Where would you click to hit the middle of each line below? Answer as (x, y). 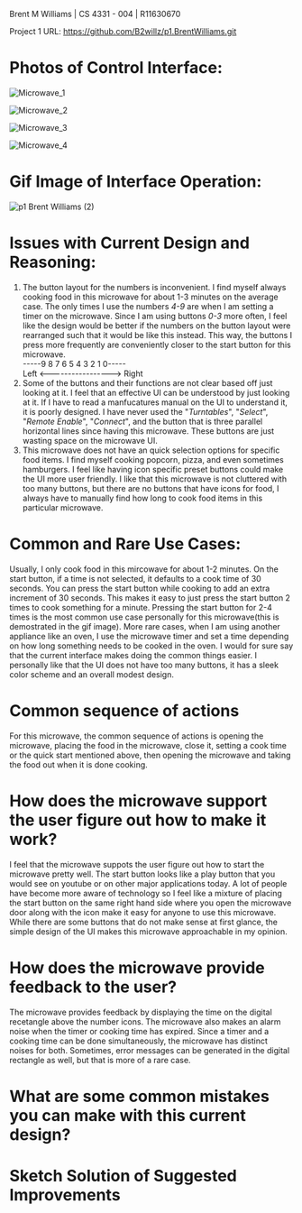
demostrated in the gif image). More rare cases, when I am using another (145, 626)
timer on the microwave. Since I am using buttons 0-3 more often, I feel (155, 316)
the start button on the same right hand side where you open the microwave (151, 903)
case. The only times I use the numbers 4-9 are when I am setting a (148, 306)
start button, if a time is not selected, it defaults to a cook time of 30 (135, 578)
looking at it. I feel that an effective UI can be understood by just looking (156, 392)
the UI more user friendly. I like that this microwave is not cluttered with (154, 479)
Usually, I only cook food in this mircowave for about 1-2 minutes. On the (144, 569)
